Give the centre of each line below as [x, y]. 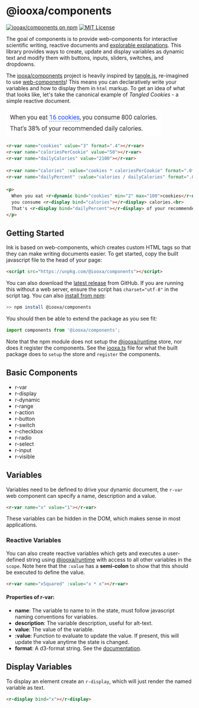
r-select [24, 444]
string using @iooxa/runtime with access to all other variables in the [109, 560]
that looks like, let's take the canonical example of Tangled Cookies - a [92, 94]
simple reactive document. [38, 101]
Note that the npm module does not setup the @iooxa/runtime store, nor [94, 341]
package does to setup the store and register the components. [84, 354]
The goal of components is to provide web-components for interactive [92, 39]
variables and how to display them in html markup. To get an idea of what [96, 88]
